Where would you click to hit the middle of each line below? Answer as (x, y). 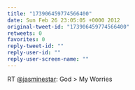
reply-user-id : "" (34, 53)
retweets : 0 (24, 33)
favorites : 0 (26, 40)
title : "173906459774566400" (50, 14)
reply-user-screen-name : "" (48, 59)
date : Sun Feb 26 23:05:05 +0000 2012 (64, 20)
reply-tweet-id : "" (36, 46)
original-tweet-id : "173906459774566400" (69, 27)
